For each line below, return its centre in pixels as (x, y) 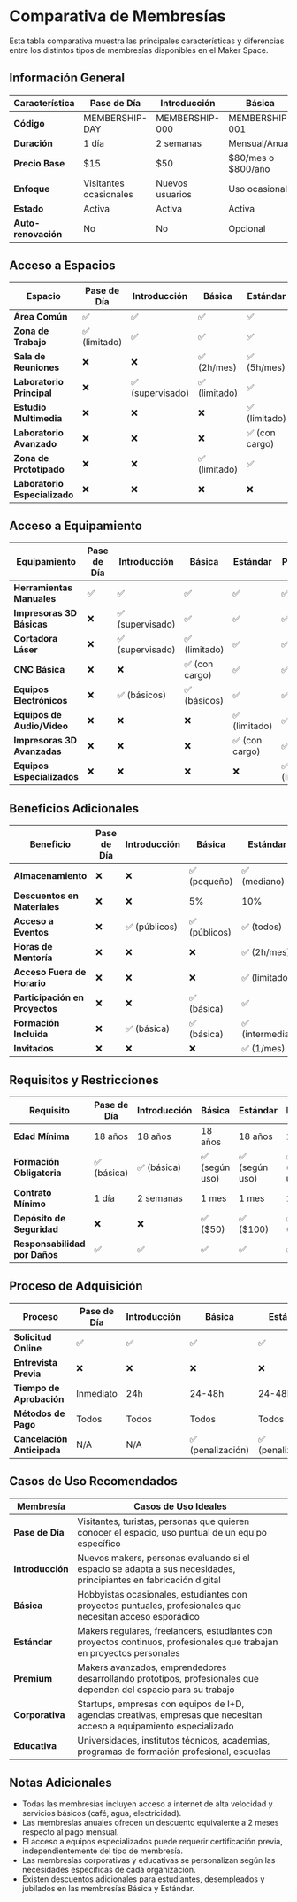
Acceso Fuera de (50, 973)
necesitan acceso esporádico (139, 1616)
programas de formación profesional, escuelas (174, 1752)
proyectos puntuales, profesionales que (160, 1606)
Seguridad (36, 1229)
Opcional (247, 228)
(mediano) (263, 882)
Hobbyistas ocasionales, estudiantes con (162, 1594)
